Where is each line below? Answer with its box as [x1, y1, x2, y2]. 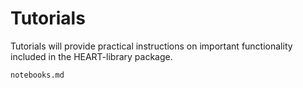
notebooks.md [10, 70, 65, 80]
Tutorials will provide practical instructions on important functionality [10, 40, 293, 52]
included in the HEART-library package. [10, 50, 173, 62]
